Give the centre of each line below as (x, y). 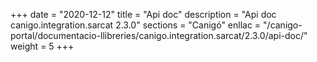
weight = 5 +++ (42, 46)
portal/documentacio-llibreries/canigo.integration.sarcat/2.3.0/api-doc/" (159, 35)
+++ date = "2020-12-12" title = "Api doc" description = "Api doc (143, 14)
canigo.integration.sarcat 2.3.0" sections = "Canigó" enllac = (136, 25)
